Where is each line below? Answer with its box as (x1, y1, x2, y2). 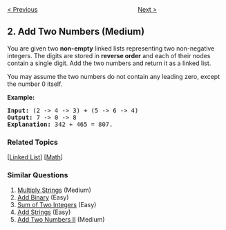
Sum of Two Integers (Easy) (17, 201, 97, 209)
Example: (7, 93, 35, 101)
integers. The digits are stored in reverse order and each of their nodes (7, 51, 211, 60)
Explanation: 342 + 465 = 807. (7, 120, 113, 128)
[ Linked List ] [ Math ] (7, 153, 64, 161)
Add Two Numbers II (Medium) (17, 215, 105, 224)
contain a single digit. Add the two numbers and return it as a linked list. (7, 59, 211, 67)
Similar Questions (7, 170, 68, 180)
